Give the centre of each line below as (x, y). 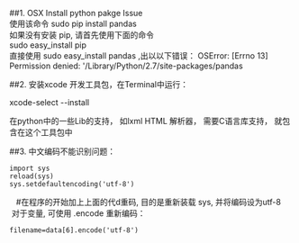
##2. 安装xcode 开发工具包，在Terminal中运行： (99, 84)
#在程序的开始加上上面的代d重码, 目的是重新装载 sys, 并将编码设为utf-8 (149, 202)
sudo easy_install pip (48, 45)
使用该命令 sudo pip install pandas (73, 23)
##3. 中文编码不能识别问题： (63, 151)
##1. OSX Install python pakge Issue (76, 13)
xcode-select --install (50, 102)
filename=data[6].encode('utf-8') (74, 230)
